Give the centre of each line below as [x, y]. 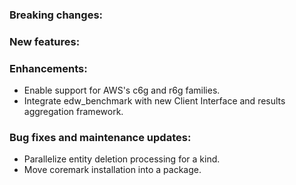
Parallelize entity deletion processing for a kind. [122, 159]
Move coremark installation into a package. [112, 170]
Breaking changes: [56, 15]
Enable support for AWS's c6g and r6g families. [122, 90]
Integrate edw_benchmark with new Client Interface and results [154, 101]
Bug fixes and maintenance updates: [100, 138]
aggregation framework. [73, 112]
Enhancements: [48, 68]
